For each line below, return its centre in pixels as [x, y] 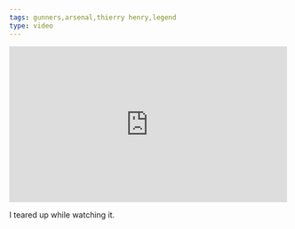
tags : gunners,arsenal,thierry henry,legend [93, 17]
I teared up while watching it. [62, 215]
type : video [31, 26]
